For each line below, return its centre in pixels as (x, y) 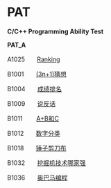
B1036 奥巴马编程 (37, 178)
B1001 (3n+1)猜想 (37, 74)
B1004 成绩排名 (35, 88)
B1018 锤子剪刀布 (37, 148)
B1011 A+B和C (33, 118)
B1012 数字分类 (34, 133)
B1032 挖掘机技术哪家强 (46, 163)
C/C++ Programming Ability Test (55, 31)
